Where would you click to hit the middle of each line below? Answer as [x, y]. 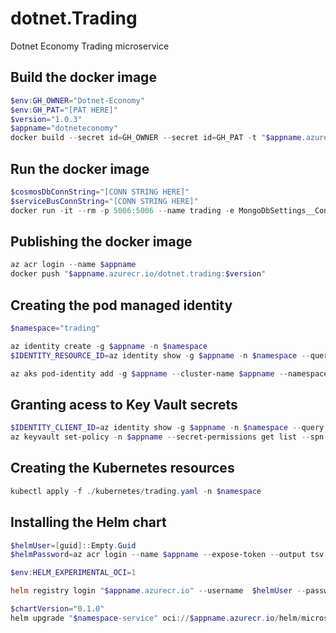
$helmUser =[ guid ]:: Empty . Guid [73, 545]
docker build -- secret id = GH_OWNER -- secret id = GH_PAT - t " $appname [156, 138]
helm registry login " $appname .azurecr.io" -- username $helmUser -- [158, 591]
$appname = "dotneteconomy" [64, 128]
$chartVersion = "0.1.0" [57, 609]
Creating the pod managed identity [121, 305]
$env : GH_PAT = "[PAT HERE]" [64, 110]
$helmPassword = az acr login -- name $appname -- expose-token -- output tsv [167, 555]
